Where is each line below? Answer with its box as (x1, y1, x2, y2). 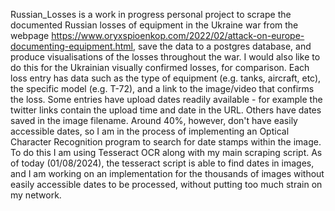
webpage (10, 30, 50, 41)
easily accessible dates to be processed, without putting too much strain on (10, 179, 323, 190)
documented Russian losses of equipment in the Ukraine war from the (10, 19, 299, 31)
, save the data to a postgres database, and (133, 40, 312, 52)
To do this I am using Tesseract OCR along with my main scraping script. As (10, 147, 323, 158)
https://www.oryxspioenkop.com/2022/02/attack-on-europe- (51, 30, 305, 41)
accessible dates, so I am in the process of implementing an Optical (10, 125, 290, 137)
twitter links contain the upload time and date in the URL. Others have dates (10, 104, 322, 116)
